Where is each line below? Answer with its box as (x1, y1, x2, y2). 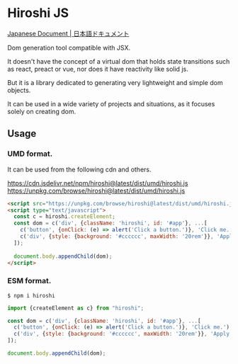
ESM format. (7, 276, 52, 286)
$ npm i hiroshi (7, 292, 55, 299)
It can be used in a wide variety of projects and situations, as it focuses (7, 99, 215, 108)
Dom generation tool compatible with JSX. (7, 43, 131, 52)
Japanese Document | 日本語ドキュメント (7, 29, 130, 38)
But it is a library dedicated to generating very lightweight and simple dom (7, 78, 223, 86)
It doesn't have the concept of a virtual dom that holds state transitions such (7, 57, 230, 65)
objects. (7, 86, 31, 94)
